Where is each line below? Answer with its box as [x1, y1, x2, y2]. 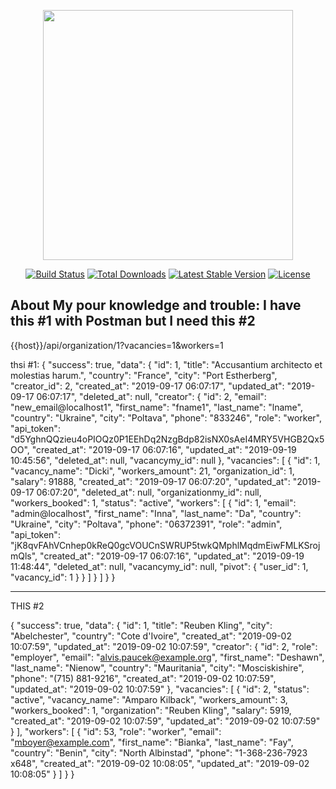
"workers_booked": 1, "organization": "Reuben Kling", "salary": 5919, [10, 704, 292, 716]
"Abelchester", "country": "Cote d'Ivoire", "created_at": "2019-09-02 [10, 630, 292, 642]
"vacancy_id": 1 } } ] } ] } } [10, 571, 116, 583]
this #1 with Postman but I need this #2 [10, 313, 256, 330]
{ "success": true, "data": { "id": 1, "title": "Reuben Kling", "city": [10, 619, 273, 631]
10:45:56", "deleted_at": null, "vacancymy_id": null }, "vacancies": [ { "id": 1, [10, 454, 321, 466]
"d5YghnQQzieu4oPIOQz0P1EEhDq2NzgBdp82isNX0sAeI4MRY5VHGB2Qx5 [10, 433, 325, 445]
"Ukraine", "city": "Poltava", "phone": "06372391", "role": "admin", [10, 518, 283, 530]
